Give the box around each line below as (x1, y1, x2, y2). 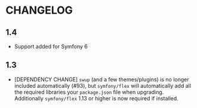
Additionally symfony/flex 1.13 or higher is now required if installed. (14, 94, 178, 101)
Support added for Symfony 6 (14, 43, 88, 50)
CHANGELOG (5, 4, 73, 17)
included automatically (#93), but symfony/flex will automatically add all (14, 82, 192, 89)
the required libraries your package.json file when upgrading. (14, 88, 164, 96)
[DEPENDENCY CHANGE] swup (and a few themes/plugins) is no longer (14, 75, 189, 83)
